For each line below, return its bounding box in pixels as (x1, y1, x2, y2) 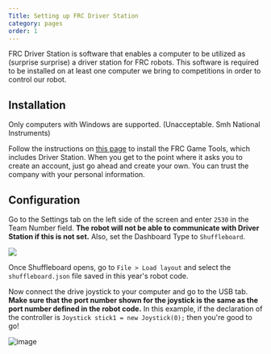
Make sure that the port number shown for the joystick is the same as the (8, 296, 259, 305)
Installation (8, 98, 66, 112)
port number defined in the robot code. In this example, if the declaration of (8, 304, 263, 314)
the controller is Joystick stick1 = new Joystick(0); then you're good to (8, 313, 252, 322)
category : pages (8, 19, 63, 27)
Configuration (8, 193, 81, 207)
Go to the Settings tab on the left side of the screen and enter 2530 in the (8, 215, 249, 224)
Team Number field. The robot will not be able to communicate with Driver (8, 223, 260, 233)
